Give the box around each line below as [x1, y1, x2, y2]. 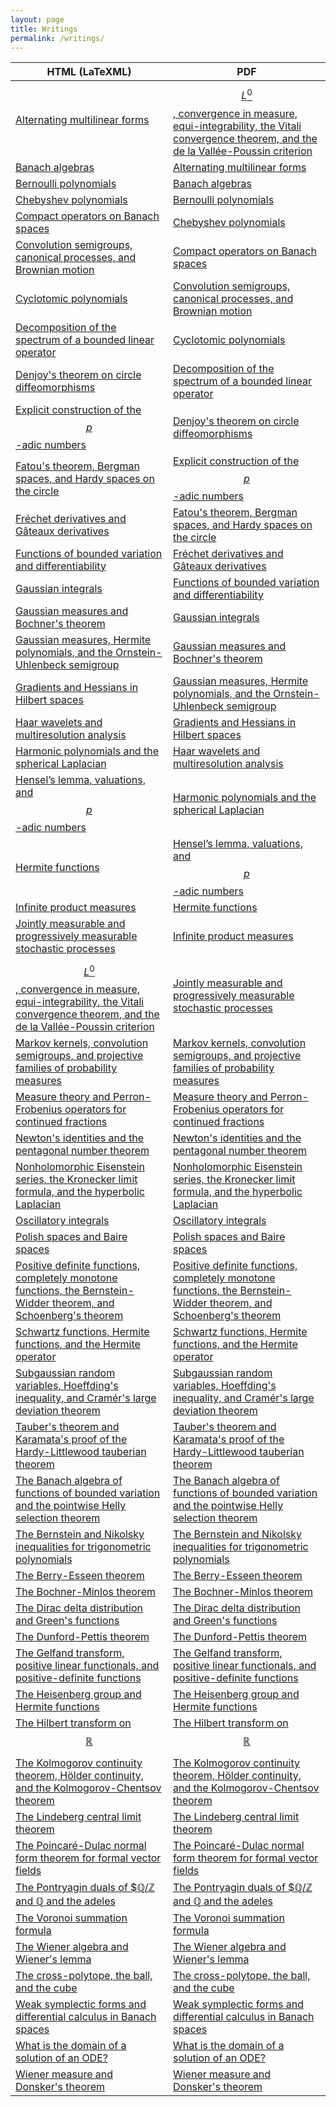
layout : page [10, 14, 65, 25]
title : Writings [10, 24, 78, 34]
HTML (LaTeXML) [46, 65, 132, 79]
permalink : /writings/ [10, 33, 105, 43]
